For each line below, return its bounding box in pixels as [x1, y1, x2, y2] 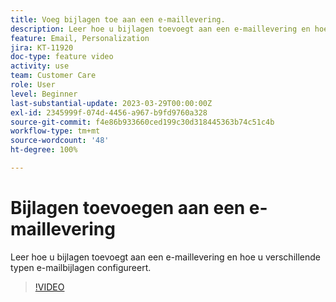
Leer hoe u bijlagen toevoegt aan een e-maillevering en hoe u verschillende [10, 251, 321, 263]
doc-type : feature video [10, 52, 114, 62]
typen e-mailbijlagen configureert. [10, 261, 152, 273]
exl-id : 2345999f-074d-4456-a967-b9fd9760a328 [10, 107, 208, 118]
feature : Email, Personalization [10, 33, 150, 43]
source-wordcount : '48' [10, 136, 110, 146]
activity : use [10, 61, 70, 71]
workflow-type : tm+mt [10, 126, 101, 136]
